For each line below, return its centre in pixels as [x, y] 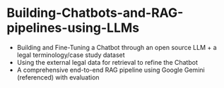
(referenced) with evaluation [58, 77]
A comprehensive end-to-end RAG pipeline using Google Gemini [111, 70]
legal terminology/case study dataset [71, 55]
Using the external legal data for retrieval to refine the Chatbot [107, 62]
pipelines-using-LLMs [73, 28]
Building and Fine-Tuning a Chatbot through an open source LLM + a [117, 47]
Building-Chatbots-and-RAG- [95, 13]
